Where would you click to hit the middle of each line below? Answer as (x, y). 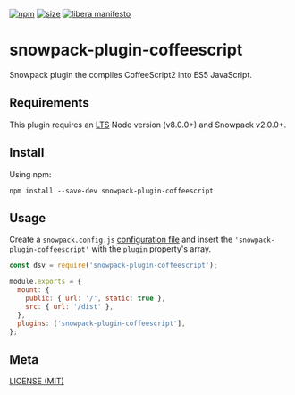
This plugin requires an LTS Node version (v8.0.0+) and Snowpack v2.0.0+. (148, 125)
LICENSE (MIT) (37, 382)
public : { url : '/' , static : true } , (96, 298)
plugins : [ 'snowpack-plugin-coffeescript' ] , (101, 323)
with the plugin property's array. (152, 249)
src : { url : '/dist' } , (70, 306)
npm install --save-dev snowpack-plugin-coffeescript (112, 191)
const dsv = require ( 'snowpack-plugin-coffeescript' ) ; (114, 266)
